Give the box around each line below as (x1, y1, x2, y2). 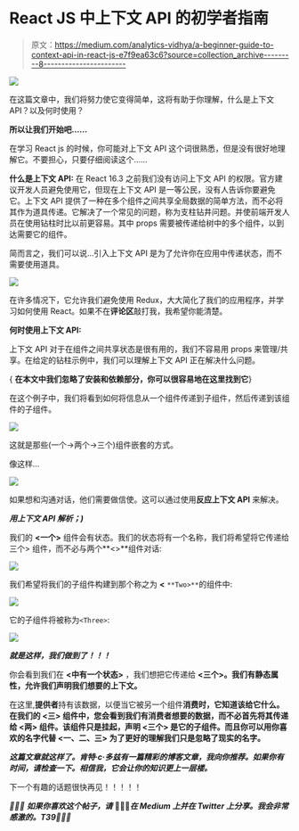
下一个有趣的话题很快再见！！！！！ (9, 781, 142, 792)
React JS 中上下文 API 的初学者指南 (9, 8, 270, 29)
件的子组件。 (9, 403, 56, 415)
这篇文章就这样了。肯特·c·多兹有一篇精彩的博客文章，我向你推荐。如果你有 (9, 751, 285, 762)
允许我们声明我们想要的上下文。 (24, 679, 142, 691)
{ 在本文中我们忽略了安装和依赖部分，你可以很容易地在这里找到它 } (9, 374, 252, 384)
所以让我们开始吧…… (9, 124, 88, 135)
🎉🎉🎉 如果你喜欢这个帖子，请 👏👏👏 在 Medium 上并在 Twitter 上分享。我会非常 (9, 800, 289, 811)
